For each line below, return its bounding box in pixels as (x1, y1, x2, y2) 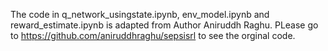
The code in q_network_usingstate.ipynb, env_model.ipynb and (10, 9, 270, 20)
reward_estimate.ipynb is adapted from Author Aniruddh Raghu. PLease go (10, 19, 319, 31)
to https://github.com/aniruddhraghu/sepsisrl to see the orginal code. (10, 30, 296, 41)
